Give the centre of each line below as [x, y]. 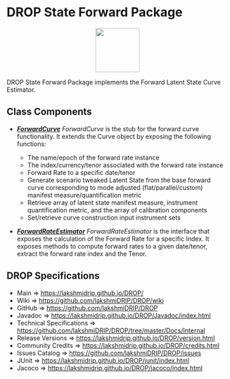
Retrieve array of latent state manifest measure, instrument [113, 203]
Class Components [49, 112]
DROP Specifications [53, 276]
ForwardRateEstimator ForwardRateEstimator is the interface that [113, 231]
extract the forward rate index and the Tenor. [82, 253]
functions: [31, 144]
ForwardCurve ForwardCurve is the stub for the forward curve [108, 128]
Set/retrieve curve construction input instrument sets [104, 217]
